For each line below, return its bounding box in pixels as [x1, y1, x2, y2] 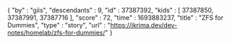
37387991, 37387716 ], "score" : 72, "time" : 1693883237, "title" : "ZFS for [7, 13, 224, 22]
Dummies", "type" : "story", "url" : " [7, 21, 111, 29]
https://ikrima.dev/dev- [109, 21, 178, 29]
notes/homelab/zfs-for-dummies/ [7, 28, 105, 37]
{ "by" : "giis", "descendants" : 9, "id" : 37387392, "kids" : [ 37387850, [7, 6, 214, 14]
